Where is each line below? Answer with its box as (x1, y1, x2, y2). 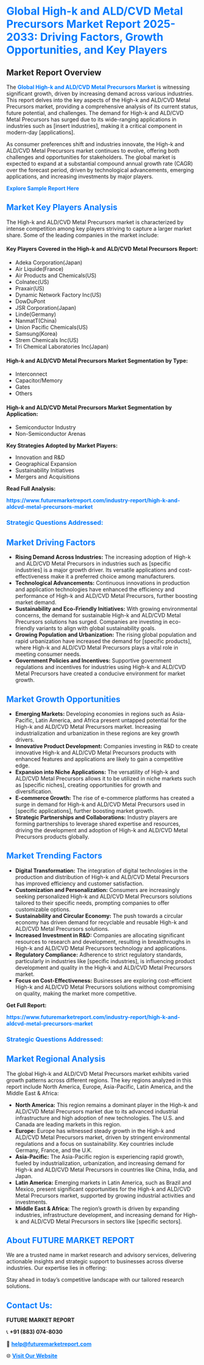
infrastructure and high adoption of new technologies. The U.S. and (15, 1114, 185, 1121)
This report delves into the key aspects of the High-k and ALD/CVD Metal (6, 96, 191, 104)
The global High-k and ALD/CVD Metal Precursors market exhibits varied (6, 1070, 189, 1077)
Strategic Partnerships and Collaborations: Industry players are (15, 813, 178, 821)
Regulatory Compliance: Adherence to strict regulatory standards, (15, 951, 183, 958)
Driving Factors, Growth (40, 30, 164, 44)
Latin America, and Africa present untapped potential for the (35, 717, 187, 724)
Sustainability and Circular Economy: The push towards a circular (15, 912, 183, 919)
